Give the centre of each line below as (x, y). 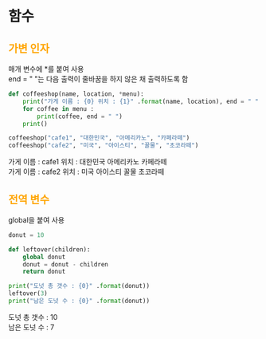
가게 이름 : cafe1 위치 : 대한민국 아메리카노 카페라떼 (88, 162)
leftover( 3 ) (28, 294)
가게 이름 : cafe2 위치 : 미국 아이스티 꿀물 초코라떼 (86, 171)
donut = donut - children (66, 264)
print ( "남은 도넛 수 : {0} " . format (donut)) (79, 301)
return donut (44, 272)
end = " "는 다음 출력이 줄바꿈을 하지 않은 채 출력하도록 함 (98, 79)
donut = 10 (26, 235)
